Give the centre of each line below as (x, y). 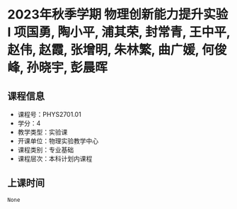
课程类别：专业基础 (46, 150)
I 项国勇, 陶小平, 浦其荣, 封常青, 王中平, (119, 32)
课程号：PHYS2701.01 (49, 114)
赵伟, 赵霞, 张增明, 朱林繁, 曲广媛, (103, 50)
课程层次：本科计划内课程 (55, 159)
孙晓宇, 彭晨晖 (67, 68)
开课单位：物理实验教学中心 (58, 141)
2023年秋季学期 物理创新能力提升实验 (118, 15)
